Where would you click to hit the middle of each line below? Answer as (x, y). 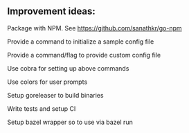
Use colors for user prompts (47, 82)
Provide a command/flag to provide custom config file (84, 55)
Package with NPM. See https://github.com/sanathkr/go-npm (94, 28)
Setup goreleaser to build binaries (55, 95)
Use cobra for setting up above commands (68, 68)
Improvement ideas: (51, 11)
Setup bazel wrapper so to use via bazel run (70, 122)
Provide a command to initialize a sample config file (81, 42)
